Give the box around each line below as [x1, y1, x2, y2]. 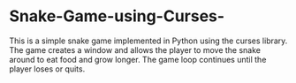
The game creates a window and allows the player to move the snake [9, 44, 261, 55]
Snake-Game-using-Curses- [9, 6, 225, 26]
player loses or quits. [9, 64, 86, 74]
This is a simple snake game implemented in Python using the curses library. [9, 35, 288, 46]
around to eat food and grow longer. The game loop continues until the [9, 54, 267, 64]
